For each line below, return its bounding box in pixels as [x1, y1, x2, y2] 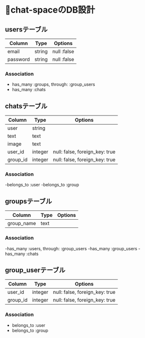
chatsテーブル [5, 102, 47, 110]
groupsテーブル [5, 197, 52, 205]
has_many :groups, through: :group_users [12, 81, 95, 87]
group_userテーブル [5, 266, 66, 274]
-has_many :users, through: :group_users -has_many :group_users [5, 245, 138, 251]
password [7, 56, 30, 63]
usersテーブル [5, 25, 48, 33]
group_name [7, 220, 36, 227]
